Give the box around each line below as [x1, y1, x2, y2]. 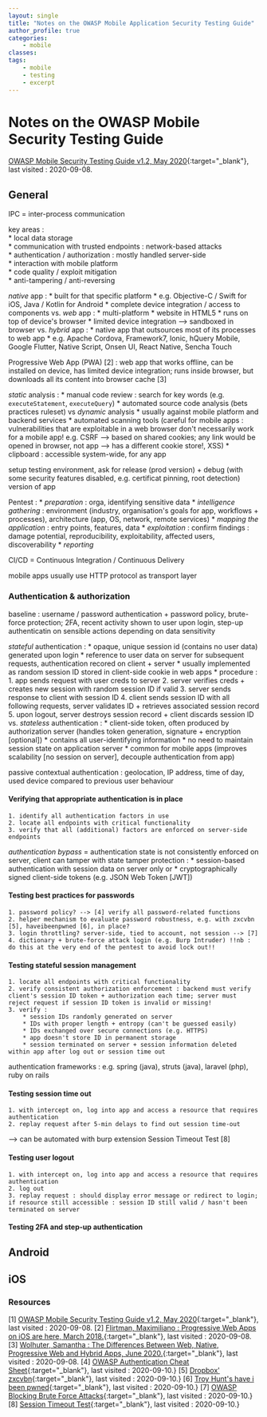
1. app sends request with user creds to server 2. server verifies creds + [8, 675, 245, 685]
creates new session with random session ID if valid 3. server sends [8, 684, 231, 694]
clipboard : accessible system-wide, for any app [8, 449, 167, 460]
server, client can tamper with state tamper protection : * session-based [8, 855, 245, 865]
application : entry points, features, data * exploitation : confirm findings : [8, 523, 249, 532]
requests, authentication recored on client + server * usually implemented [8, 659, 251, 668]
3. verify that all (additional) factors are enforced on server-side [8, 826, 248, 834]
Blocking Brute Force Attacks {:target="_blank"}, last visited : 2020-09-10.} [8, 1391, 253, 1401]
